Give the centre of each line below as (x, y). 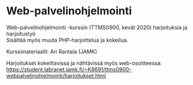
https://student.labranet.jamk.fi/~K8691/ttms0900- (69, 69)
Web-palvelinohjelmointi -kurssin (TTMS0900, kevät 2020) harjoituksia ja (97, 27)
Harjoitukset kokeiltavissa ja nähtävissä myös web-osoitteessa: (84, 63)
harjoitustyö (21, 33)
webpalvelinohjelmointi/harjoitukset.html (56, 75)
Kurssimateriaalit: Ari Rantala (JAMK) (52, 51)
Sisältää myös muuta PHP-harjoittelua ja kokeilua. (67, 40)
